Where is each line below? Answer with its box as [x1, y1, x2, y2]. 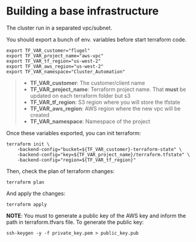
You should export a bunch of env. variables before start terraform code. [6, 36, 187, 43]
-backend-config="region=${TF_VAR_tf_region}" [17, 157, 136, 163]
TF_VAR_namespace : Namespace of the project [30, 118, 151, 125]
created [30, 111, 49, 118]
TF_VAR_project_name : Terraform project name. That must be [30, 86, 186, 93]
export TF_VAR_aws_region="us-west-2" [6, 63, 104, 69]
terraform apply [6, 201, 47, 208]
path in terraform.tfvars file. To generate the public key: [6, 218, 144, 226]
